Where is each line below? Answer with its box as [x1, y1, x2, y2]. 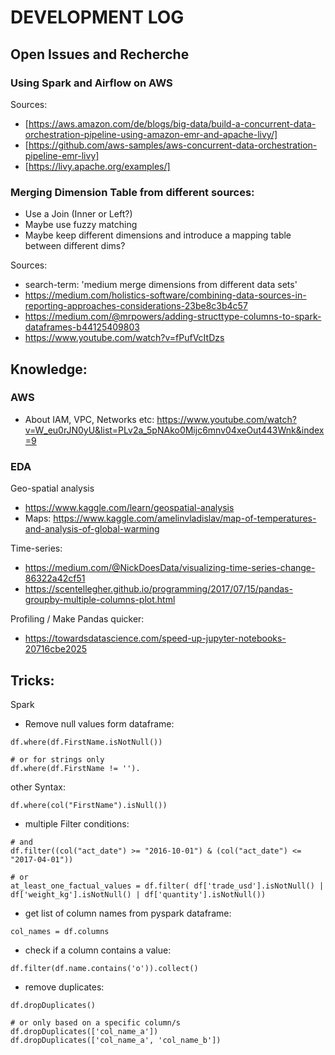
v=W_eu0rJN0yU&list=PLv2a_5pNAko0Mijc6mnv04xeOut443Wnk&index [24, 424, 325, 436]
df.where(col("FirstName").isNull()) [10, 800, 168, 810]
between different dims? [24, 240, 126, 252]
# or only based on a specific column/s [10, 1017, 182, 1028]
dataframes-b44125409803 [24, 321, 140, 333]
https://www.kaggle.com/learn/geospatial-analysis [24, 502, 235, 514]
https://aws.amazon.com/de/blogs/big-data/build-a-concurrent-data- [28, 117, 317, 130]
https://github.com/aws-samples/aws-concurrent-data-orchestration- [28, 139, 318, 151]
